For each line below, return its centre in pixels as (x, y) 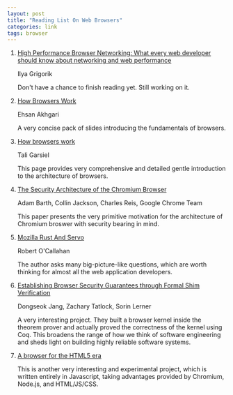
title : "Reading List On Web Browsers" (65, 20)
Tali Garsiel (33, 155)
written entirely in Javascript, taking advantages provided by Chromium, (121, 377)
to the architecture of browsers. (63, 176)
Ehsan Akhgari (38, 114)
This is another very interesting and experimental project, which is (112, 369)
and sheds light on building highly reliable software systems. (104, 342)
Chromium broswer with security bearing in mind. (88, 224)
